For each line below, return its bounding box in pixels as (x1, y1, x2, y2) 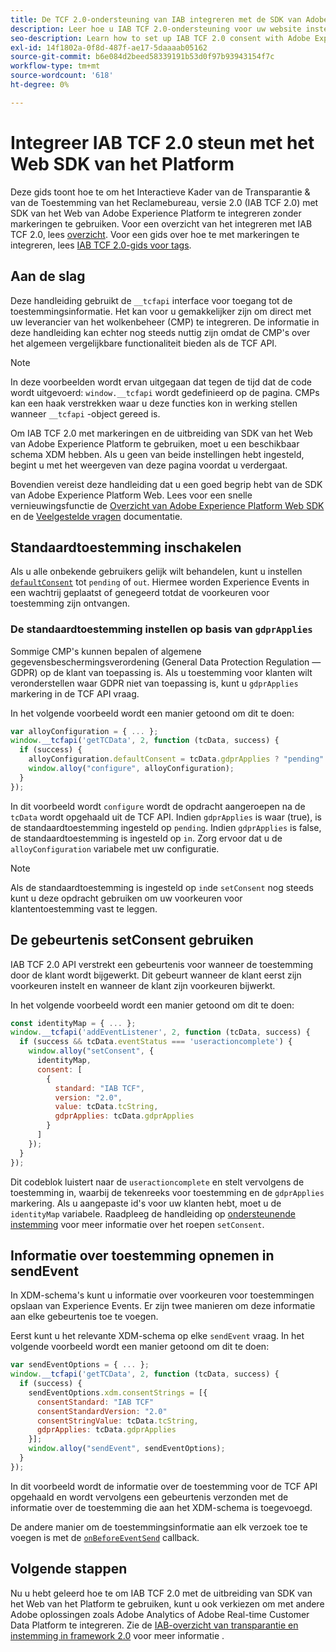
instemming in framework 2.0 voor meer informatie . (10, 1629, 225, 1641)
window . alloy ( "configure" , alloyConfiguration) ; (28, 764, 235, 774)
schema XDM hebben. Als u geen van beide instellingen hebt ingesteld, (10, 448, 305, 460)
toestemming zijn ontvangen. (10, 597, 130, 610)
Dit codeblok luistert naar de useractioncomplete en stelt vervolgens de (10, 1176, 305, 1188)
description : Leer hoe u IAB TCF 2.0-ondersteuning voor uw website (10, 24, 302, 34)
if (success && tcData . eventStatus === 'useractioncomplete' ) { (19, 1037, 293, 1047)
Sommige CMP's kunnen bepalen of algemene (10, 645, 202, 657)
